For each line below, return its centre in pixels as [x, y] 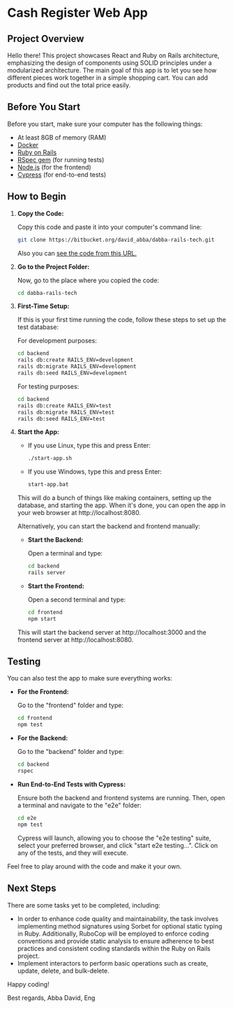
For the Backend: [43, 738]
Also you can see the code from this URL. [77, 253]
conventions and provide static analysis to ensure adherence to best [115, 941]
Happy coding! [29, 984]
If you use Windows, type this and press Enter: [95, 472]
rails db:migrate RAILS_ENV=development [77, 367]
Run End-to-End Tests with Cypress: [72, 784]
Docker [28, 145]
